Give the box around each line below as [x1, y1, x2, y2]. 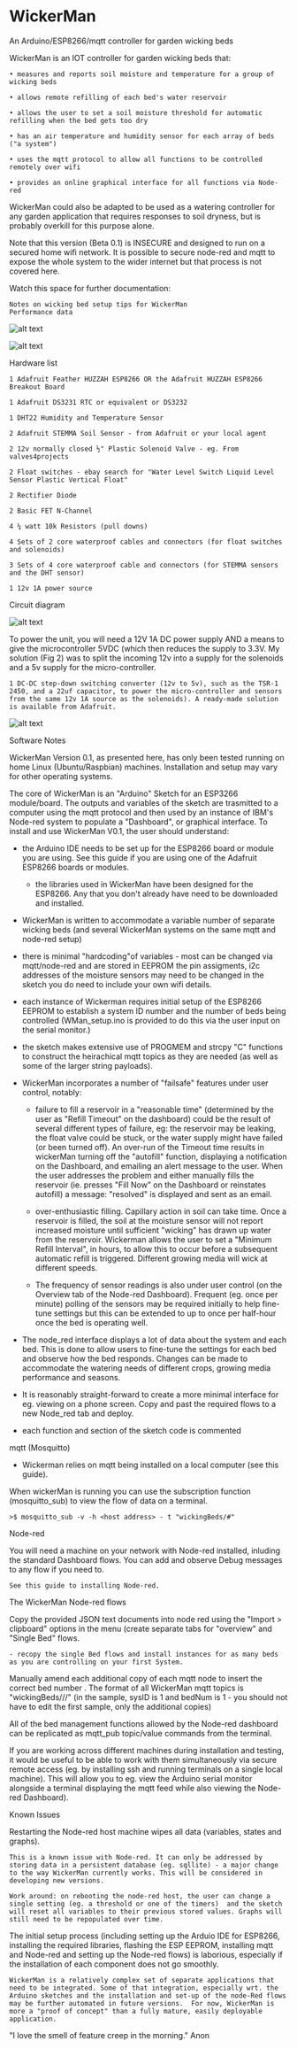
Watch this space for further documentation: [9, 282, 171, 293]
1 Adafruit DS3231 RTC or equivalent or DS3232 [9, 398, 188, 406]
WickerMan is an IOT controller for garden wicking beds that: [9, 52, 232, 63]
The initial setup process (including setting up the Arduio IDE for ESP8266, [9, 1930, 280, 1941]
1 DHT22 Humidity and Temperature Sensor [9, 414, 164, 422]
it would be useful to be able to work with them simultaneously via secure [9, 1754, 277, 1765]
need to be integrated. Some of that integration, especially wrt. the [9, 1983, 278, 1992]
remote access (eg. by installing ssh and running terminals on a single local [9, 1764, 283, 1775]
